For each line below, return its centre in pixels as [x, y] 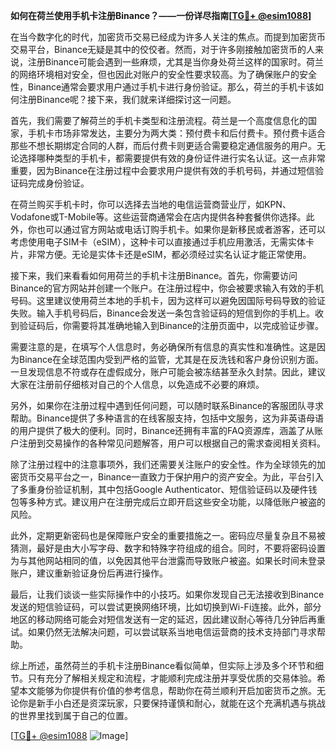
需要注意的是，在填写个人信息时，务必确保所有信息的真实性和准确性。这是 [163, 347]
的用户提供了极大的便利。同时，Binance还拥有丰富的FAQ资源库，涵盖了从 [162, 430]
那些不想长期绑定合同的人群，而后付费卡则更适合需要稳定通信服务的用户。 [163, 145]
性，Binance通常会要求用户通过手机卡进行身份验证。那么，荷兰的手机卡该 [163, 87]
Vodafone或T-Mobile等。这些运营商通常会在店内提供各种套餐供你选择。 [158, 217]
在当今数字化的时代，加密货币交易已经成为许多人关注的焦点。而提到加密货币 [168, 37]
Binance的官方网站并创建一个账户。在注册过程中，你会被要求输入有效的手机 [167, 288]
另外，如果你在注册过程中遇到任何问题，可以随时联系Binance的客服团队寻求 [167, 405]
